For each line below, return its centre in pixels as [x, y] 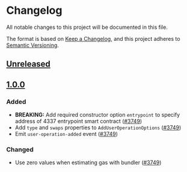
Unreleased [29, 64]
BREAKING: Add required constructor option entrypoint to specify [97, 115]
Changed [20, 149]
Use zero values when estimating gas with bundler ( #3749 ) [88, 162]
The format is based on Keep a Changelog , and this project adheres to [93, 38]
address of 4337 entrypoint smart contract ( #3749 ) [78, 121]
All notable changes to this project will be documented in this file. [87, 27]
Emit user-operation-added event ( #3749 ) [66, 134]
